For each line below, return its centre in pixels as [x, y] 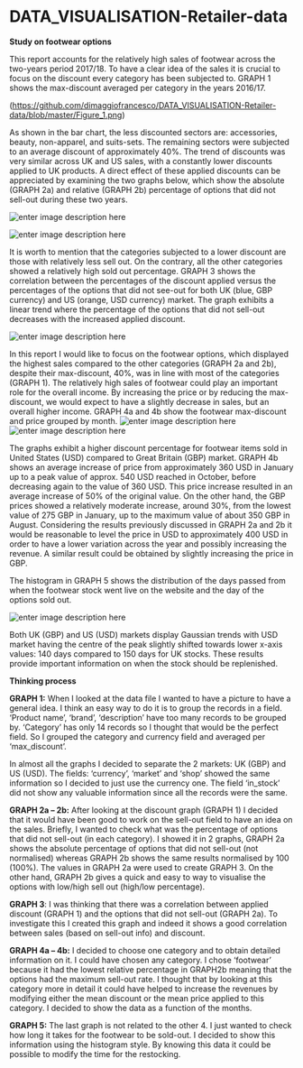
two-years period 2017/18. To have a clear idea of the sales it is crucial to [145, 69]
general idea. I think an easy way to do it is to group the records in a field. [146, 708]
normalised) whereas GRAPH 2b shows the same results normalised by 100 [150, 858]
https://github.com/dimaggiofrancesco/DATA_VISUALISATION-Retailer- [144, 105]
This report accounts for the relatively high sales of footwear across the [142, 59]
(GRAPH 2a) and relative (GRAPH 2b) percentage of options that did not [143, 189]
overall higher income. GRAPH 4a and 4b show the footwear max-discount [148, 411]
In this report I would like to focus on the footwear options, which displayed [149, 354]
